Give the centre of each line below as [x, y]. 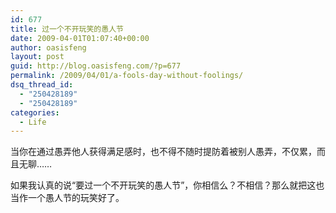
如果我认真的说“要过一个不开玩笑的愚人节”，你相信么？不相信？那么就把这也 [167, 185]
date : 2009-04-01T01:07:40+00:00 [80, 38]
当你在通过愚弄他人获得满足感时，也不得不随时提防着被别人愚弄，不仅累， [163, 152]
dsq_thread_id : [42, 85]
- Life [33, 122]
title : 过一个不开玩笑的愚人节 [67, 29]
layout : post [37, 57]
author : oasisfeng [48, 47]
